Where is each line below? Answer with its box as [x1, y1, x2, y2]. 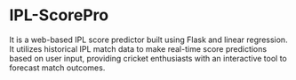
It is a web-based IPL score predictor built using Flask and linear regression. [9, 34, 288, 45]
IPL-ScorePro [9, 5, 109, 25]
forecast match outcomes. [9, 62, 106, 73]
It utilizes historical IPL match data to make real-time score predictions [9, 43, 268, 54]
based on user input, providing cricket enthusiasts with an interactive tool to [9, 53, 287, 63]
